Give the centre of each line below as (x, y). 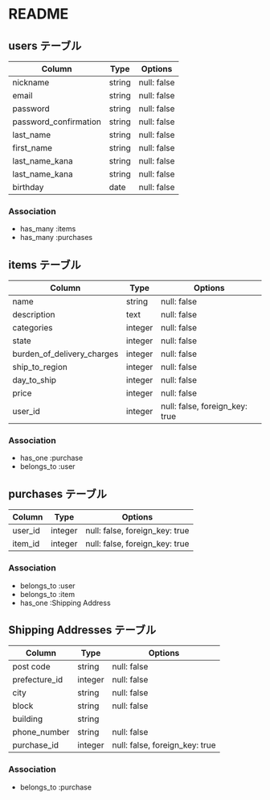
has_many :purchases (56, 238)
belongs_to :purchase (56, 787)
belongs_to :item (47, 594)
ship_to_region (40, 367)
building (27, 719)
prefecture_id (38, 680)
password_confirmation (57, 122)
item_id (26, 544)
